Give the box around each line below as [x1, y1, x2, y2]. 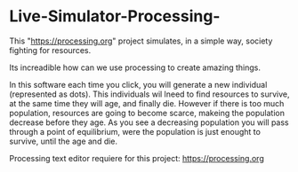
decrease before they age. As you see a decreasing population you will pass [9, 117, 289, 128]
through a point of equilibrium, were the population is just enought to [9, 126, 261, 137]
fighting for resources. [9, 44, 92, 55]
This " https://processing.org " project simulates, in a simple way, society [9, 35, 273, 46]
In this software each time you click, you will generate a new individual [9, 79, 268, 90]
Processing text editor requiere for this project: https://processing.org [9, 152, 264, 163]
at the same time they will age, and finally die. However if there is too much [9, 98, 285, 108]
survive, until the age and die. [9, 136, 118, 146]
